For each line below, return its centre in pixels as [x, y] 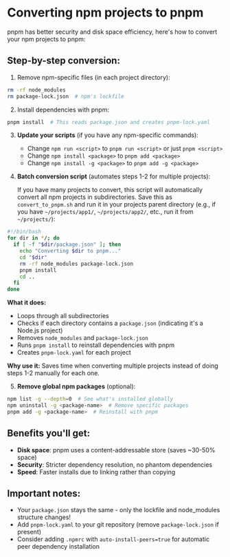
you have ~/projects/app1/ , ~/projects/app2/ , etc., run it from [105, 212]
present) [29, 532]
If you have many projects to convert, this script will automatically [110, 190]
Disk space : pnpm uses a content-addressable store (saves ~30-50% [116, 450]
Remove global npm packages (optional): [76, 386]
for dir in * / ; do [33, 238]
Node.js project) [40, 330]
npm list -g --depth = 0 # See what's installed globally [90, 399]
